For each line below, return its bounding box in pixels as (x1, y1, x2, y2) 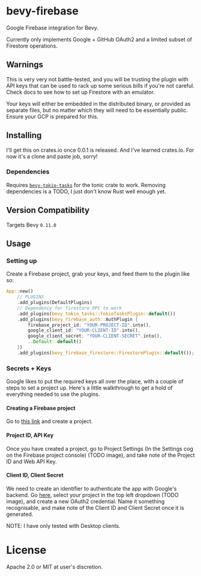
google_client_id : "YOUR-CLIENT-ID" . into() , (28, 327, 141, 333)
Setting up (6, 256, 37, 265)
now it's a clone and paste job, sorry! (6, 152, 98, 160)
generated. (6, 510, 34, 518)
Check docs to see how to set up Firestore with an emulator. (6, 88, 155, 96)
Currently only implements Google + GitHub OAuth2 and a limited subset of (6, 36, 192, 43)
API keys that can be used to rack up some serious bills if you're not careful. (6, 82, 195, 89)
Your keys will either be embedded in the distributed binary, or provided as (6, 100, 191, 107)
